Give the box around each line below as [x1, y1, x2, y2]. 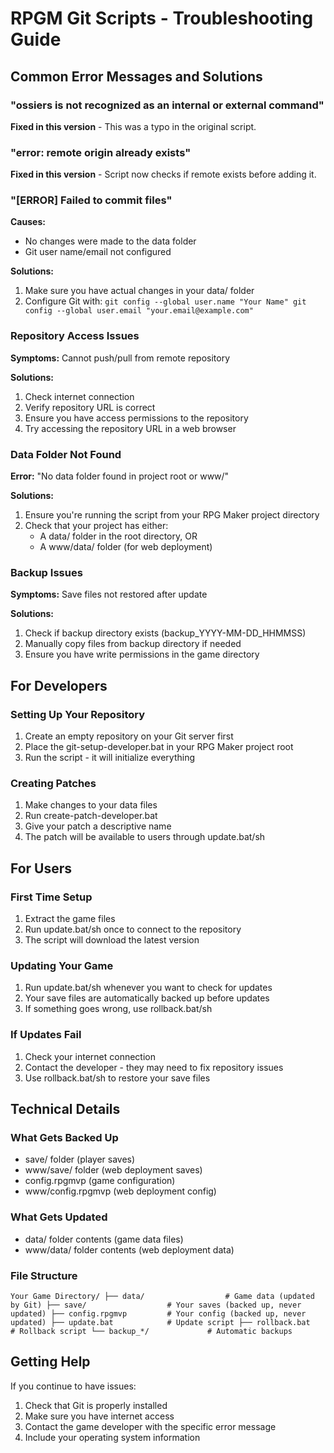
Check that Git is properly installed [24, 1399, 168, 1411]
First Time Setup [10, 890, 93, 904]
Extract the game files [24, 913, 116, 925]
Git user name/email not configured [24, 246, 172, 258]
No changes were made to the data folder [24, 235, 197, 247]
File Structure [10, 1268, 78, 1282]
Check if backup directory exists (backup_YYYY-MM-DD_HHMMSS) [24, 627, 307, 639]
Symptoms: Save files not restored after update [10, 588, 208, 601]
